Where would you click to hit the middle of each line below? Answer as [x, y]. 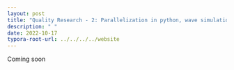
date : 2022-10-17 [32, 33]
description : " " [32, 26]
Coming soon [26, 59]
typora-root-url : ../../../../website [63, 40]
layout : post [26, 14]
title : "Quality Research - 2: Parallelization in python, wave [102, 20]
